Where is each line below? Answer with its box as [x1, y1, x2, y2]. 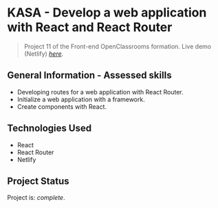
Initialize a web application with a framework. [17, 95, 146, 103]
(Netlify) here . [23, 50, 64, 58]
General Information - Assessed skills [7, 70, 172, 81]
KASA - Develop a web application [7, 5, 207, 21]
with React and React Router [7, 19, 173, 35]
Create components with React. [17, 102, 107, 111]
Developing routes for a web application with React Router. [17, 87, 184, 96]
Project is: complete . [7, 194, 65, 202]
